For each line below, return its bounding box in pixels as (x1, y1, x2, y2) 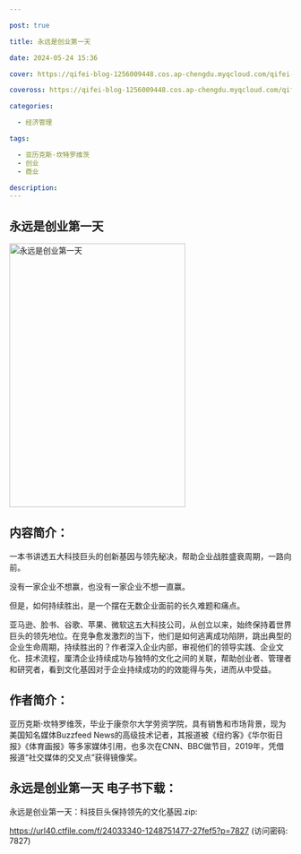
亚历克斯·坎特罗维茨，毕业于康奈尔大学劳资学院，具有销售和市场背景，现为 (9, 718, 287, 729)
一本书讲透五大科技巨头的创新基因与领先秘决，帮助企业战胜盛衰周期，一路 (9, 550, 284, 561)
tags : (9, 134, 30, 143)
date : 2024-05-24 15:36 (9, 53, 99, 63)
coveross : (9, 86, 47, 95)
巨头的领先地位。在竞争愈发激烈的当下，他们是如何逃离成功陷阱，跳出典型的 (9, 630, 292, 641)
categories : (9, 102, 54, 111)
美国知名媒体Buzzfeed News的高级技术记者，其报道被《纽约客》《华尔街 (9, 729, 276, 740)
